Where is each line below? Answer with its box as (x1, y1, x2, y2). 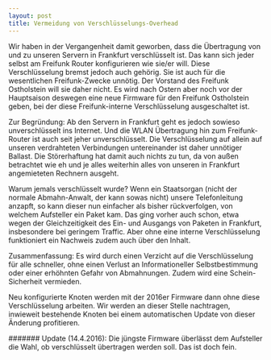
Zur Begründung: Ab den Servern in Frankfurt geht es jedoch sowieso (8, 117, 240, 126)
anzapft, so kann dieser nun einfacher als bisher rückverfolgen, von (8, 201, 234, 210)
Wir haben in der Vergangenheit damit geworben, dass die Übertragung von (8, 41, 261, 51)
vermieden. (44, 276, 82, 286)
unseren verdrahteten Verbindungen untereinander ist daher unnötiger (8, 143, 243, 152)
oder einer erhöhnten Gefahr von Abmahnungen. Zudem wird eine (8, 267, 228, 278)
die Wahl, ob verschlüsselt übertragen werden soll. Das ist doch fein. (8, 341, 237, 351)
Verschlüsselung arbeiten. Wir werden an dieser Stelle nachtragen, (8, 300, 231, 310)
